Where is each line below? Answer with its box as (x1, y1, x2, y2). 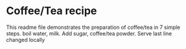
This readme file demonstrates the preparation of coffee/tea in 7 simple (6, 24, 181, 31)
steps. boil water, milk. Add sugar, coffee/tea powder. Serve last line (6, 30, 172, 37)
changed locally (6, 36, 46, 43)
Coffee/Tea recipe (6, 4, 97, 18)
